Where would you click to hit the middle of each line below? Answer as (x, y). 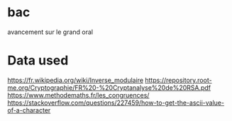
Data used (38, 60)
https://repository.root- (178, 80)
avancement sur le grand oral (50, 32)
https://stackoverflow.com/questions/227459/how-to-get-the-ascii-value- (116, 103)
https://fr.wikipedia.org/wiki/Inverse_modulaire (76, 80)
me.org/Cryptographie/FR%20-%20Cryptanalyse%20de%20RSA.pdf (109, 87)
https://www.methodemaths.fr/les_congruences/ (78, 95)
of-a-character (29, 110)
